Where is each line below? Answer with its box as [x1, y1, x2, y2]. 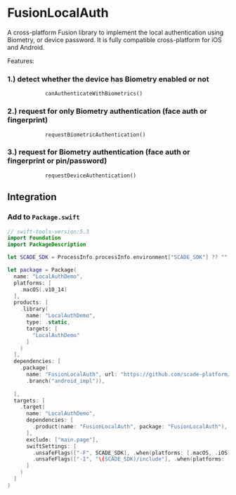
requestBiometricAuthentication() [44, 131, 146, 138]
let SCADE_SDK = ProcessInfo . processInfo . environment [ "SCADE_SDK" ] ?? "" [7, 254, 228, 261]
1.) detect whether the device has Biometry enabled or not [7, 74, 209, 84]
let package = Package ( [7, 267, 77, 274]
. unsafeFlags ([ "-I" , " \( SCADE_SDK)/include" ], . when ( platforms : [32, 456, 225, 463]
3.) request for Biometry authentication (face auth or [7, 147, 190, 157]
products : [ [13, 299, 49, 306]
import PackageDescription [7, 241, 86, 249]
